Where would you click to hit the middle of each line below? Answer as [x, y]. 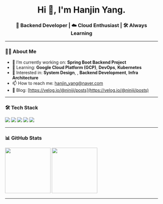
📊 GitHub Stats [24, 138]
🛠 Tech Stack [22, 107]
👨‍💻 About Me [21, 51]
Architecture [25, 78]
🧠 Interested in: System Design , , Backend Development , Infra [75, 72]
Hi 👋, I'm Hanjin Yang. [81, 10]
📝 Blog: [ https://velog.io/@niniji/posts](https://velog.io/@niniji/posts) [80, 90]
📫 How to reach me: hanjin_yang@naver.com [57, 83]
